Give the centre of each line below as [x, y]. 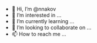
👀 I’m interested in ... [36, 15]
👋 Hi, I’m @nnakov [34, 9]
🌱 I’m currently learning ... [43, 21]
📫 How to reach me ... [39, 34]
